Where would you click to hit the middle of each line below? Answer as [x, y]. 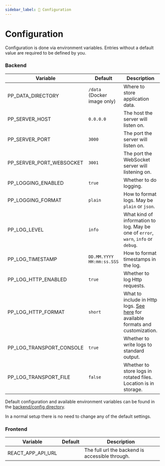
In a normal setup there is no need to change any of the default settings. [78, 416]
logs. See [134, 306]
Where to [134, 87]
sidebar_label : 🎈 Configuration [38, 10]
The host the [138, 113]
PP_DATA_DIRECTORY [33, 95]
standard [134, 350]
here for [133, 312]
